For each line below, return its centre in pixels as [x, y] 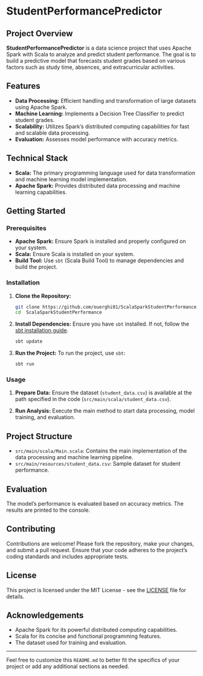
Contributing [31, 529]
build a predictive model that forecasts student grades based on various [96, 61]
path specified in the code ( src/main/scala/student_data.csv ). [93, 399]
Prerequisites [26, 228]
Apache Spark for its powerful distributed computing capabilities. [96, 630]
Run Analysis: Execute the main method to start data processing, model [105, 411]
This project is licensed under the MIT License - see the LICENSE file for [96, 590]
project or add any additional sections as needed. [68, 666]
